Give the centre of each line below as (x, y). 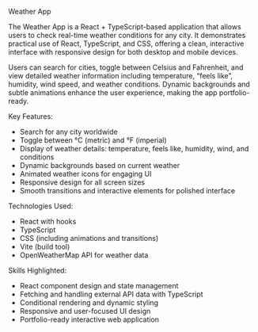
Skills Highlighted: (38, 270)
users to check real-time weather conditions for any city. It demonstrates (127, 35)
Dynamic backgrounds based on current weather (100, 165)
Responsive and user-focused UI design (85, 311)
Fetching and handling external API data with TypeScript (111, 294)
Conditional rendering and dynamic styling (89, 303)
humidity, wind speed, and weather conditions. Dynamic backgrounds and (129, 84)
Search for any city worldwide (68, 132)
